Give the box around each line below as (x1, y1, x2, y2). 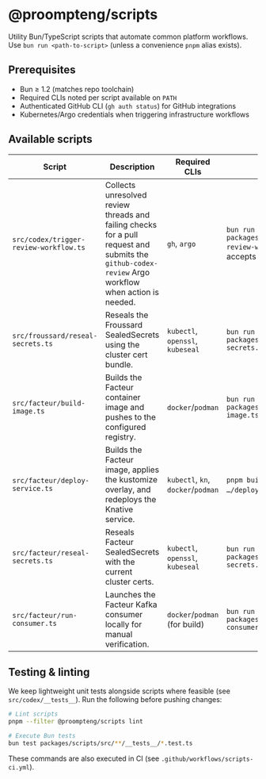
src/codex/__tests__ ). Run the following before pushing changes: (8, 695, 222, 704)
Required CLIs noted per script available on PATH (19, 93, 177, 102)
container (104, 391, 141, 402)
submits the (104, 248, 149, 259)
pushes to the (104, 411, 157, 422)
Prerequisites (8, 63, 76, 77)
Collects (104, 179, 136, 190)
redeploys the (104, 493, 157, 505)
